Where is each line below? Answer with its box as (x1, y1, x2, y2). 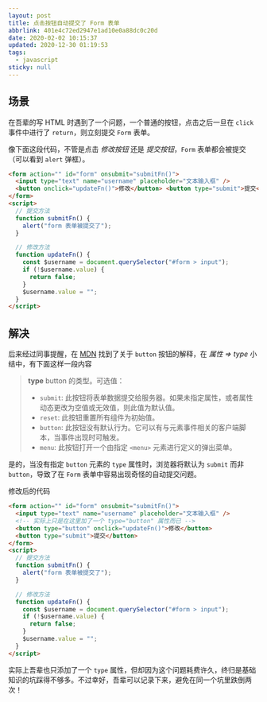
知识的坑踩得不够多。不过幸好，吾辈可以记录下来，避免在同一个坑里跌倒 (8, 675, 245, 685)
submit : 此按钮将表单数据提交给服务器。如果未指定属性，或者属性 (39, 393, 253, 402)
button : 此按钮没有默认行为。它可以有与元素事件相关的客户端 (39, 423, 240, 432)
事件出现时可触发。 (60, 432, 124, 442)
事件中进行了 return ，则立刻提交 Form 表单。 (8, 127, 155, 137)
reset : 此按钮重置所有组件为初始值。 (39, 413, 160, 422)
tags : (8, 48, 26, 56)
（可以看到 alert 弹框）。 (8, 154, 90, 164)
